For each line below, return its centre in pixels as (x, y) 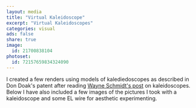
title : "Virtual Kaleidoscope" (46, 17)
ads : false (20, 34)
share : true (21, 40)
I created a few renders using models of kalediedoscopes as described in (98, 79)
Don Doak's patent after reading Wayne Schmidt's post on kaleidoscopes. (98, 85)
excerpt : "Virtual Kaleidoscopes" (50, 23)
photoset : (19, 56)
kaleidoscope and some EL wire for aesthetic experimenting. (82, 98)
